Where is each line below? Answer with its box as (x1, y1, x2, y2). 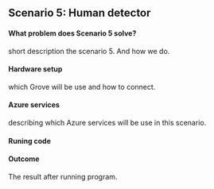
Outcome (8, 154, 40, 164)
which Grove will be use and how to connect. (8, 82, 156, 91)
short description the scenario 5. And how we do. (8, 46, 170, 56)
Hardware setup (8, 64, 63, 74)
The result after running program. (8, 172, 118, 181)
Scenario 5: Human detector (8, 6, 151, 20)
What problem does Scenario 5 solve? (8, 28, 137, 38)
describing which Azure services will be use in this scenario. (8, 118, 207, 127)
